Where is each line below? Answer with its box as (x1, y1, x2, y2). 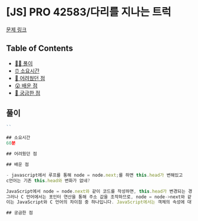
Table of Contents (6, 44, 74, 54)
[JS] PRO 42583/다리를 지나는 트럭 (6, 5, 171, 19)
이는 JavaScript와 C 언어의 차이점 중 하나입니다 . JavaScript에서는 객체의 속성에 (6, 199, 185, 205)
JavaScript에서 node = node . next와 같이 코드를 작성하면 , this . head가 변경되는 (6, 188, 186, 194)
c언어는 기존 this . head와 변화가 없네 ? (6, 177, 90, 183)
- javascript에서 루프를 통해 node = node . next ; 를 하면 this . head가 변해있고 (6, 172, 183, 178)
